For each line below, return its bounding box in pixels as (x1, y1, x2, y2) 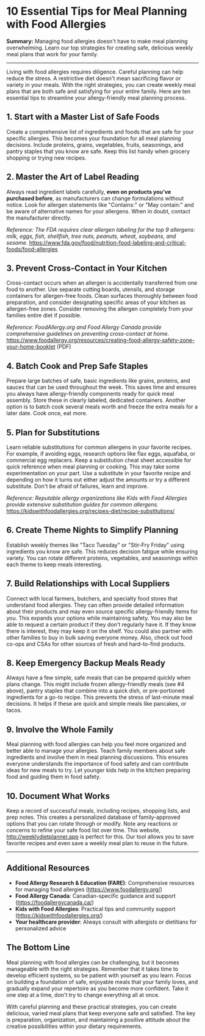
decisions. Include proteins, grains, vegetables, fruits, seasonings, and (6, 141, 184, 148)
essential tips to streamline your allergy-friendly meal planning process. (6, 94, 186, 102)
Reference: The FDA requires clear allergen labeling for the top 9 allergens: (6, 226, 195, 233)
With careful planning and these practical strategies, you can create (6, 1003, 177, 1010)
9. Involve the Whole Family (6, 724, 114, 734)
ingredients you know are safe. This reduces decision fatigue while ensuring (6, 547, 198, 555)
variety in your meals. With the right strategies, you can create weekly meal (6, 81, 196, 88)
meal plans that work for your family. (6, 50, 99, 57)
